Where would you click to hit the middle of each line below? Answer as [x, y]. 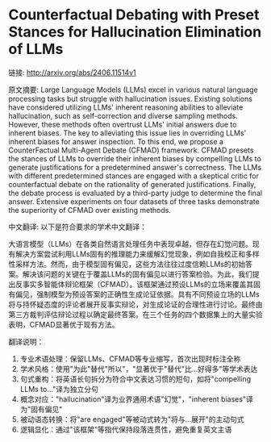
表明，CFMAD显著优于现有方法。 [64, 324]
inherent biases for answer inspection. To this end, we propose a [116, 141]
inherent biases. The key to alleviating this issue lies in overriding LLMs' [127, 133]
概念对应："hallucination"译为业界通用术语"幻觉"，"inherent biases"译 [137, 399]
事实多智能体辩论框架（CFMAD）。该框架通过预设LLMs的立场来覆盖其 [138, 284]
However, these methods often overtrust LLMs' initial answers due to [123, 124]
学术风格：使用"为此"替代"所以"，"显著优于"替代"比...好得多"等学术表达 [139, 369]
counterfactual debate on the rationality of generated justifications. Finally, [132, 184]
